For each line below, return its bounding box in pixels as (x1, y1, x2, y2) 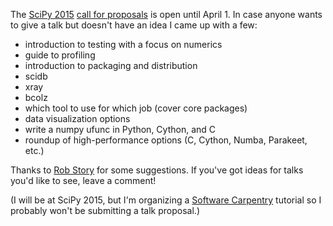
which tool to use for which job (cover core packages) (24, 102, 248, 114)
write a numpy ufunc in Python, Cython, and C (24, 124, 217, 135)
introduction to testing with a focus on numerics (24, 39, 223, 50)
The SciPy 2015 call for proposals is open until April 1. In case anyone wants (10, 9, 323, 20)
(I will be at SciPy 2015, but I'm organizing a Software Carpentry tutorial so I (10, 194, 322, 206)
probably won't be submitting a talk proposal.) (10, 205, 200, 216)
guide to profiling (24, 49, 96, 61)
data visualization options (24, 113, 131, 124)
